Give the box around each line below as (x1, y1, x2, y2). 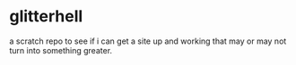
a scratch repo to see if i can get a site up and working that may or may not (9, 36, 287, 46)
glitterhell (9, 6, 83, 27)
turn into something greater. (9, 45, 113, 55)
